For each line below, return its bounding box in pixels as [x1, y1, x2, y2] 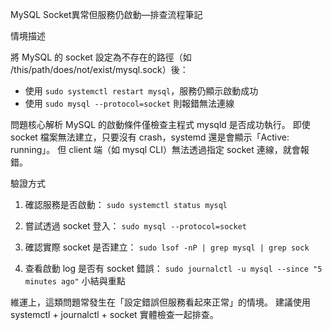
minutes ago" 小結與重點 [24, 275, 126, 287]
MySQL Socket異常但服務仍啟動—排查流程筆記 [10, 9, 203, 20]
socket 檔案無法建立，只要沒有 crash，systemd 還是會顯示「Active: [10, 131, 290, 143]
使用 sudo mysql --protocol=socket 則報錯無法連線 [24, 98, 235, 109]
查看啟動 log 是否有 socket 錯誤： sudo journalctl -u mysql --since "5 [24, 263, 323, 274]
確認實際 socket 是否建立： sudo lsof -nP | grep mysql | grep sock [24, 241, 310, 253]
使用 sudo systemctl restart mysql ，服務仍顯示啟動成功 [24, 85, 259, 97]
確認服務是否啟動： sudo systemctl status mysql [24, 199, 228, 210]
